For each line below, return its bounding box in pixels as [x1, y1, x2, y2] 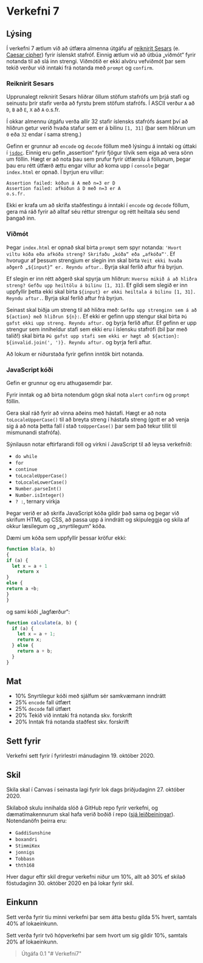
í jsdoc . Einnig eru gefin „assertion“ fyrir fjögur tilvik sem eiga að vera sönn [6, 149, 193, 157]
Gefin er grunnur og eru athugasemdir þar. [6, 379, 112, 386]
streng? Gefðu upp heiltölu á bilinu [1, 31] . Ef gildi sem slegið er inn [6, 281, 188, 289]
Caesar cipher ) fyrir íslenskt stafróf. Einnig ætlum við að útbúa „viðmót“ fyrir [6, 51, 196, 58]
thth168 [15, 862, 35, 869]
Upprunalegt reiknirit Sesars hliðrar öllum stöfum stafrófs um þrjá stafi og [6, 93, 190, 101]
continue [15, 466, 38, 473]
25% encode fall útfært [15, 699, 71, 706]
